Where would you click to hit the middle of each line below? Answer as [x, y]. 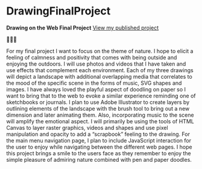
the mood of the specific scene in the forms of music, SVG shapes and [94, 83]
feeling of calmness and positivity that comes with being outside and [92, 57]
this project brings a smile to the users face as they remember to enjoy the [99, 153]
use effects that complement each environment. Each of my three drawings [100, 70]
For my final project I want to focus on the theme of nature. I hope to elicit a [100, 51]
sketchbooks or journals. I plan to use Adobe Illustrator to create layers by [98, 102]
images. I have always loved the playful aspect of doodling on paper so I [96, 89]
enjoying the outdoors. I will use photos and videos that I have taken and [96, 64]
